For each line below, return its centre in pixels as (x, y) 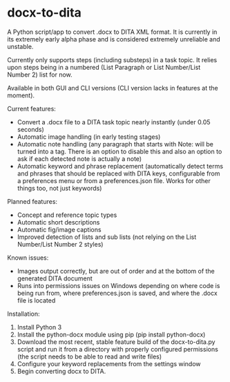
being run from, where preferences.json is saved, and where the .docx (117, 293)
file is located (36, 300)
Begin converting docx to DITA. (61, 371)
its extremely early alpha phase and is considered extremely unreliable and (114, 39)
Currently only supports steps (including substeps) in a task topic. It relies (112, 59)
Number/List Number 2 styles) (60, 244)
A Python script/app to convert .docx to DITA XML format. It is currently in (112, 32)
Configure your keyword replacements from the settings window (109, 363)
